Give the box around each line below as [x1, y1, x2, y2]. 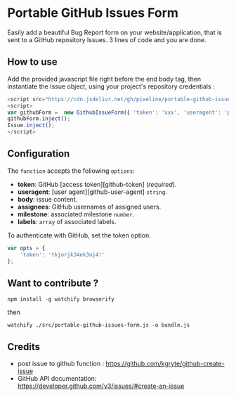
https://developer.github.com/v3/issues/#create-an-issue [17, 382, 185, 391]
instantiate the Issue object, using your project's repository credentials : [7, 82, 216, 91]
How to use [7, 56, 58, 68]
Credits [7, 341, 41, 353]
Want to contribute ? [7, 277, 99, 289]
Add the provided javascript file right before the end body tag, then [7, 74, 202, 83]
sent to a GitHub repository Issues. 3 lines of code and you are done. [7, 35, 206, 44]
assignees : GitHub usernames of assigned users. [17, 202, 162, 211]
